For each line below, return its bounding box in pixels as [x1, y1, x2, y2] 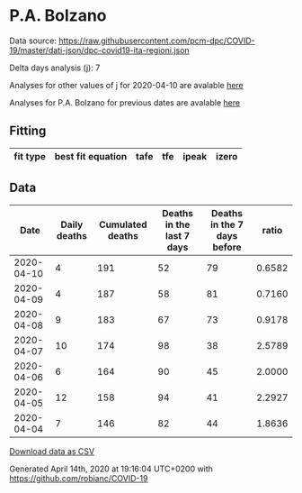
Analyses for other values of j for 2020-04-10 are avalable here [9, 79, 244, 90]
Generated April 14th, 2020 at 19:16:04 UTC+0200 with [9, 463, 214, 474]
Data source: [9, 35, 57, 46]
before [212, 241, 242, 253]
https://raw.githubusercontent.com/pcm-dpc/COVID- [58, 35, 256, 46]
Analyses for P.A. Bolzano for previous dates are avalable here [9, 96, 241, 108]
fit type [13, 150, 47, 162]
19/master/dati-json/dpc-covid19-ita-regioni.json [9, 44, 191, 55]
